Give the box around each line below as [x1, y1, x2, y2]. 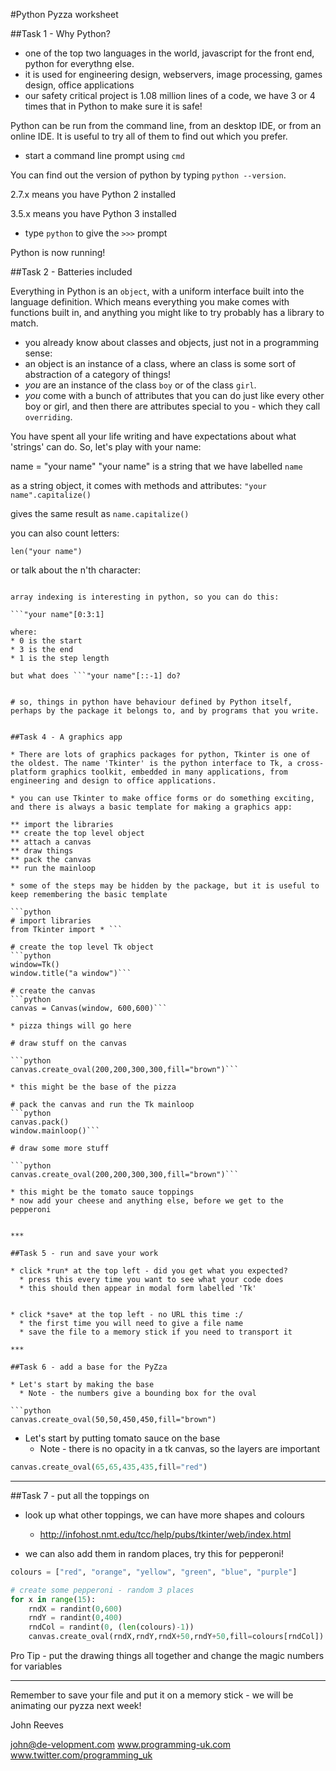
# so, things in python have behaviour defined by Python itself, [10, 697, 293, 707]
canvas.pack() [10, 1117, 70, 1127]
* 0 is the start [10, 636, 83, 646]
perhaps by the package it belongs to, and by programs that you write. [10, 706, 320, 716]
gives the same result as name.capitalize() [10, 508, 190, 519]
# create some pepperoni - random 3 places [10, 1585, 195, 1595]
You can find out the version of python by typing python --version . [10, 169, 287, 181]
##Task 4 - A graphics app [10, 732, 123, 742]
